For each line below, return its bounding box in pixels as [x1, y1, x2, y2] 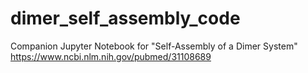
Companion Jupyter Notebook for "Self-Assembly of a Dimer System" [10, 40, 298, 52]
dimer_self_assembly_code [10, 7, 241, 30]
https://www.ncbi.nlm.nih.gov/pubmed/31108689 [10, 50, 212, 62]
